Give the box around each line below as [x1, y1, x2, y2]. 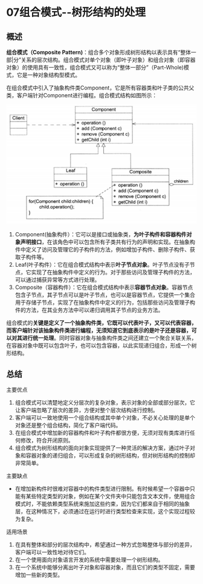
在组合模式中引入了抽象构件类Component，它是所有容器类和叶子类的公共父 [6, 84, 195, 91]
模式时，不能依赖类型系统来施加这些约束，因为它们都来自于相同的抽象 [14, 500, 190, 508]
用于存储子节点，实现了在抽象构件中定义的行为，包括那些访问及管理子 [14, 299, 190, 306]
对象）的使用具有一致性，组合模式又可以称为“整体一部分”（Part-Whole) [6, 64, 184, 71]
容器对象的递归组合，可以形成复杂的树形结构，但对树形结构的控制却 [25, 452, 195, 459]
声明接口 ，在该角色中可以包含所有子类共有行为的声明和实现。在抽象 [20, 238, 190, 245]
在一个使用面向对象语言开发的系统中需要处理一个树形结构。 [14, 556, 164, 563]
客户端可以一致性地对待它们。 [14, 548, 89, 556]
